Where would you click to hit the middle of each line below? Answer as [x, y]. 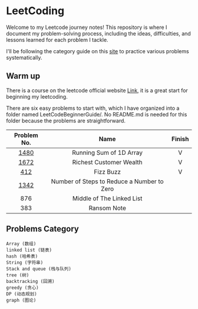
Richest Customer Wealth [107, 162]
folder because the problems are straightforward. [66, 121]
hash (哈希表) [22, 256]
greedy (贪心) [23, 288]
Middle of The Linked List [107, 198]
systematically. [24, 57]
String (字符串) [25, 262]
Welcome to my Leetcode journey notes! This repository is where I [87, 27]
